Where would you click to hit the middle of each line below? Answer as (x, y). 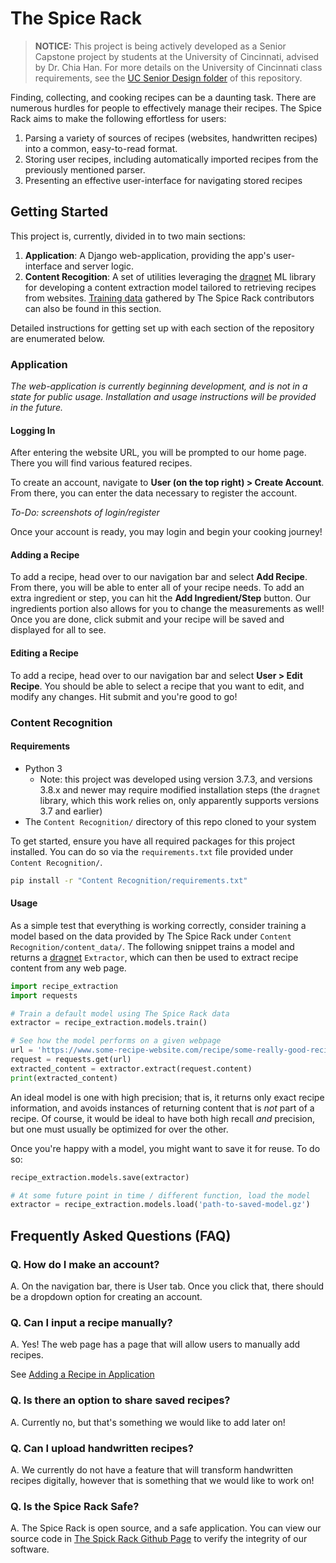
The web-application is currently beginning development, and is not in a (159, 386)
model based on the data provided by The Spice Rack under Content (151, 936)
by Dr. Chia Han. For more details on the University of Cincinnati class (178, 67)
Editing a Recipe (44, 653)
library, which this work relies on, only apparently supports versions (179, 800)
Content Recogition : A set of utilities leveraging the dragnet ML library (170, 276)
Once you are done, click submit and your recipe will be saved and (147, 619)
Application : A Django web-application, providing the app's (148, 255)
